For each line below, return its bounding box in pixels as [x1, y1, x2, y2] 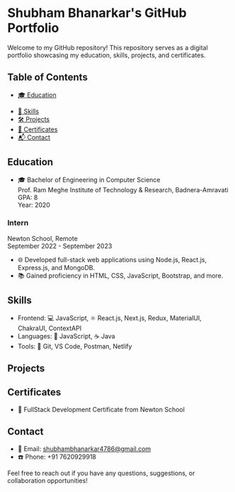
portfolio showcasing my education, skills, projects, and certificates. [7, 51, 206, 59]
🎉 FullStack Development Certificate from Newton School [17, 405, 185, 414]
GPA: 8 [17, 193, 38, 201]
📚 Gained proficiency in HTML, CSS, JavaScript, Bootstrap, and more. [17, 271, 224, 280]
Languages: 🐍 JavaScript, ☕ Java [17, 332, 115, 340]
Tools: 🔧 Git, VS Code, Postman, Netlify [17, 341, 132, 351]
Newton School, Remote [7, 234, 78, 242]
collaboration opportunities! [7, 476, 88, 485]
